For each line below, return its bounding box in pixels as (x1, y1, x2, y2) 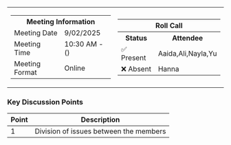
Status (124, 33, 148, 43)
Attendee (171, 33, 203, 43)
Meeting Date (14, 28, 58, 37)
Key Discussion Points (7, 97, 84, 107)
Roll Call (155, 21, 183, 30)
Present (121, 53, 146, 63)
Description (80, 115, 120, 124)
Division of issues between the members (34, 126, 166, 136)
